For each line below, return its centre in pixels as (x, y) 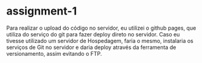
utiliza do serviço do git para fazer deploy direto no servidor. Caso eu (93, 34)
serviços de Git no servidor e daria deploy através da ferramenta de (91, 47)
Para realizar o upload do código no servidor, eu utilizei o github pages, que (101, 28)
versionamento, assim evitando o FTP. (54, 53)
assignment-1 (42, 11)
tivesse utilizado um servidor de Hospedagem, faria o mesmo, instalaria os (100, 41)
